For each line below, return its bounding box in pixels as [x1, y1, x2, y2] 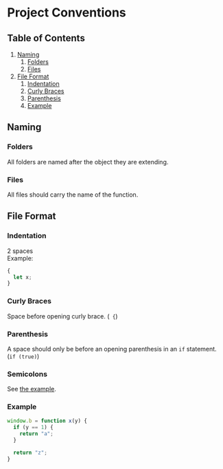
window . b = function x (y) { [7, 417, 88, 424]
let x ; [13, 274, 32, 281]
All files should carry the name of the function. [7, 190, 139, 199]
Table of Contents [7, 32, 86, 44]
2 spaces [7, 246, 33, 255]
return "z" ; [13, 449, 48, 456]
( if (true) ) [7, 352, 40, 360]
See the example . [7, 385, 56, 393]
